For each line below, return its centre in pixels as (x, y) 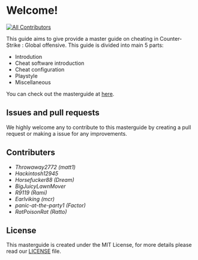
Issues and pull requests (53, 113)
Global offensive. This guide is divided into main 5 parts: (94, 45)
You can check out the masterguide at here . (60, 94)
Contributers (31, 153)
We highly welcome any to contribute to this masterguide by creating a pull (99, 127)
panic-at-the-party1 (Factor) (50, 205)
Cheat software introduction (49, 63)
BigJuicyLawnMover (40, 186)
